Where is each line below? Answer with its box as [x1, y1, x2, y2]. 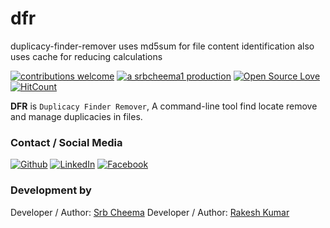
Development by [10, 183, 92, 197]
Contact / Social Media [10, 135, 123, 149]
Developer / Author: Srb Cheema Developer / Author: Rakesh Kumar [10, 206, 290, 218]
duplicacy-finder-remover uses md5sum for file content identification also [10, 40, 315, 52]
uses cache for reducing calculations [10, 50, 163, 62]
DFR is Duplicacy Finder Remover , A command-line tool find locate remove [10, 100, 318, 112]
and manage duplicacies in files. [10, 110, 143, 122]
